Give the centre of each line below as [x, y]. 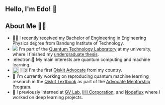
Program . [22, 87]
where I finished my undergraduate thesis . [56, 54]
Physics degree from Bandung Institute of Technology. [68, 43]
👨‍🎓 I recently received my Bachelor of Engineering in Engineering [79, 38]
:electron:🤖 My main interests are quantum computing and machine [81, 59]
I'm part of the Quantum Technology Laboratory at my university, [85, 49]
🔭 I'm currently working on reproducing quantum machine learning [81, 76]
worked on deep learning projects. [47, 98]
